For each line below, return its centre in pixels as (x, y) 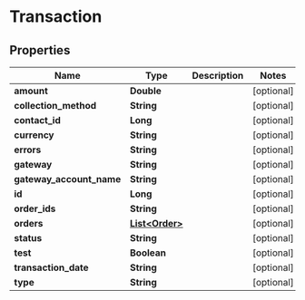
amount (31, 91)
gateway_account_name (68, 179)
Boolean (148, 253)
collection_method (55, 106)
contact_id (37, 120)
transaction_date (51, 267)
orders (29, 223)
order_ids (35, 208)
